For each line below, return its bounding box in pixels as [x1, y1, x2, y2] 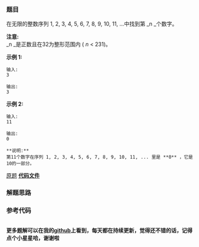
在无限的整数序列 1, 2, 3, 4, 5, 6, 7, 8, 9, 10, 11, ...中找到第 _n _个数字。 [6, 20, 178, 28]
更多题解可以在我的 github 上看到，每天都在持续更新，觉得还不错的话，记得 [6, 226, 193, 234]
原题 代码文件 [6, 172, 40, 179]
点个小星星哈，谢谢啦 [6, 234, 59, 242]
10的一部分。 [6, 160, 34, 167]
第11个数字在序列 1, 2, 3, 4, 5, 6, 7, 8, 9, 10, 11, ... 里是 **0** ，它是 [6, 154, 194, 160]
